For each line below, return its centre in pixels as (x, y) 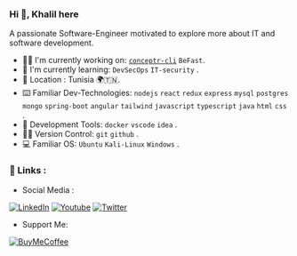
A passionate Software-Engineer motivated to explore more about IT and (142, 34)
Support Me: (45, 224)
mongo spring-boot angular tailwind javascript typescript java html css (154, 107)
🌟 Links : (28, 171)
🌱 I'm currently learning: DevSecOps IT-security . (110, 69)
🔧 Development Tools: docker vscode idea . (100, 124)
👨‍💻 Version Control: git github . (80, 134)
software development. (52, 43)
